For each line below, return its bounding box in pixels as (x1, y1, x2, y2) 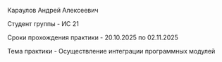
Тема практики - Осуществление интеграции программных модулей (7, 47, 216, 55)
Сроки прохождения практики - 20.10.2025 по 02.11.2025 (7, 33, 178, 42)
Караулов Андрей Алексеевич (7, 6, 99, 14)
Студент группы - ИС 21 (7, 20, 79, 27)
